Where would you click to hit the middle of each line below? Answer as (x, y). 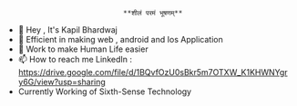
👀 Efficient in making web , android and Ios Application (120, 39)
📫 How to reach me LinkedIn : (75, 59)
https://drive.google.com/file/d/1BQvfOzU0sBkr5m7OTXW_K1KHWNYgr (153, 72)
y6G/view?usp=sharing (62, 82)
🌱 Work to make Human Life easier (83, 49)
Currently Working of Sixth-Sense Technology (105, 92)
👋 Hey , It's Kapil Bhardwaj (68, 30)
